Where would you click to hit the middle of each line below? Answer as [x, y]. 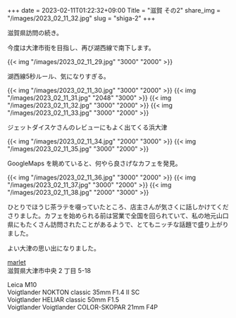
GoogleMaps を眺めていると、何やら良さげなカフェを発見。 [94, 163]
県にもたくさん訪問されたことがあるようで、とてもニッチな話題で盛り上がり [118, 224]
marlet [17, 262]
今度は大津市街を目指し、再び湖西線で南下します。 [81, 47]
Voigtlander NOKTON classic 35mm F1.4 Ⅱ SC [74, 292]
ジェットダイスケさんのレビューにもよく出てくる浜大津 [87, 127]
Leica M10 [22, 285]
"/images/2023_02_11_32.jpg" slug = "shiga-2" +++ [81, 18]
